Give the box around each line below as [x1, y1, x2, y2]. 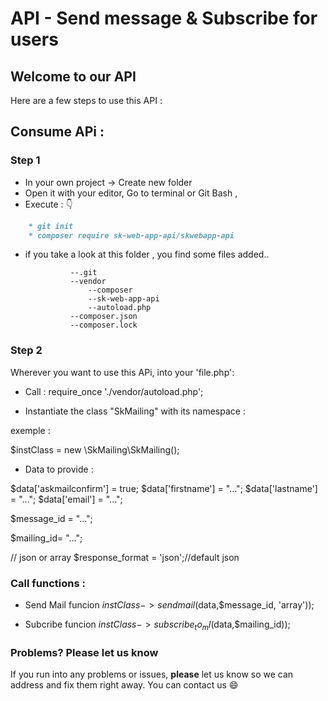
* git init [28, 221, 74, 231]
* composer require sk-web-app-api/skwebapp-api [28, 230, 235, 241]
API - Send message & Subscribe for [10, 7, 318, 30]
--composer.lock [69, 320, 138, 331]
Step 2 [10, 343, 43, 357]
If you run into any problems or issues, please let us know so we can [10, 668, 294, 681]
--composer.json [69, 312, 138, 322]
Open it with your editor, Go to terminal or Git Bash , [24, 187, 238, 199]
